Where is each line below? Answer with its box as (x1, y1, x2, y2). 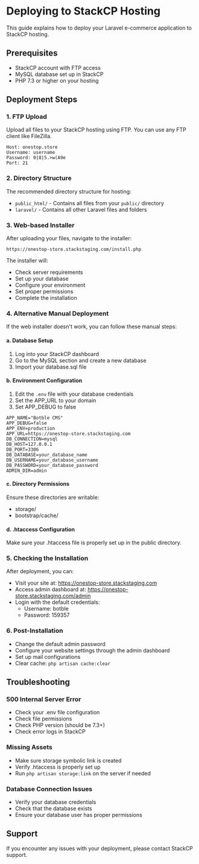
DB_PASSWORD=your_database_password (6, 462, 98, 468)
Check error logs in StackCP (14, 728, 86, 735)
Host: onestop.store (6, 144, 58, 150)
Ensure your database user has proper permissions (14, 812, 143, 819)
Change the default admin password (14, 640, 106, 647)
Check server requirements (14, 268, 83, 276)
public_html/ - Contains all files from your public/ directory (14, 199, 165, 206)
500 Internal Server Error (6, 695, 81, 704)
